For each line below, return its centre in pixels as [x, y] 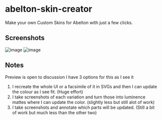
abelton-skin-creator [49, 9]
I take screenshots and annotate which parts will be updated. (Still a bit [83, 107]
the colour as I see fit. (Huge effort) [48, 92]
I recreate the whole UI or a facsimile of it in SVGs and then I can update [84, 86]
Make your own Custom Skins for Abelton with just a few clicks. [69, 23]
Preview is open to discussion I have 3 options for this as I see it [69, 77]
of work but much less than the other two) [54, 112]
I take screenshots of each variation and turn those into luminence [79, 97]
